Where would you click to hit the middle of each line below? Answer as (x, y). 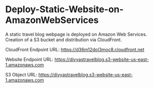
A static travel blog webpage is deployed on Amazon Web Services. (76, 34)
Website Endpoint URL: (29, 59)
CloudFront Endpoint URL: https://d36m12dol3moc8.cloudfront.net (75, 49)
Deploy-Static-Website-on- (65, 9)
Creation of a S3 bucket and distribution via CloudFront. (64, 40)
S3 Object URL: (21, 74)
